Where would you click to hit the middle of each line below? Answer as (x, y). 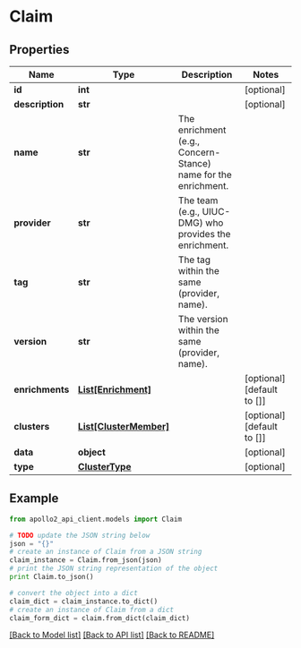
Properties (39, 50)
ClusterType (104, 467)
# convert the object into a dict (74, 593)
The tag (194, 260)
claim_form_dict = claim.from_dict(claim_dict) (100, 618)
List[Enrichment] (115, 389)
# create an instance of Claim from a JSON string (106, 552)
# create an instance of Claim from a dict (92, 610)
